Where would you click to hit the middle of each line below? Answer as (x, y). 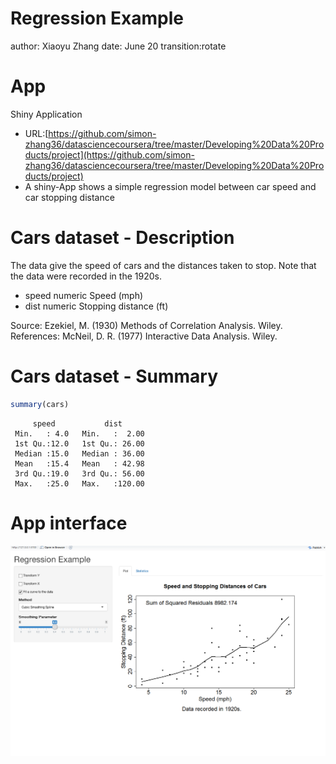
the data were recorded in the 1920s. (86, 276)
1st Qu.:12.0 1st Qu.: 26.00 (79, 443)
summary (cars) (40, 404)
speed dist (77, 423)
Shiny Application (46, 114)
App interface (69, 523)
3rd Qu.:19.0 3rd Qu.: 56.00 (79, 473)
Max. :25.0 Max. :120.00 (79, 483)
